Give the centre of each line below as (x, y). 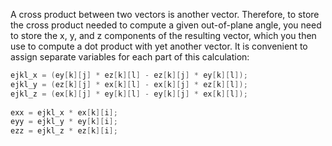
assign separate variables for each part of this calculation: (130, 57)
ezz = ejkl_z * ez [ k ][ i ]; (64, 131)
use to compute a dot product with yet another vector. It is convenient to (159, 46)
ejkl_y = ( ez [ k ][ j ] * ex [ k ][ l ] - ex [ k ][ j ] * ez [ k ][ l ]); (129, 84)
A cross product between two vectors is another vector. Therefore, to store (165, 14)
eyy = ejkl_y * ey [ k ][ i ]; (64, 122)
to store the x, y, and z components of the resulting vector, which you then (163, 35)
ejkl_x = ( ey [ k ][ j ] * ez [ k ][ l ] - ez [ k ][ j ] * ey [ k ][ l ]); (129, 75)
